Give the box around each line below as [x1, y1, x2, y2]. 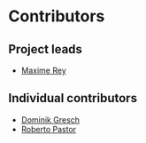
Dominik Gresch [20, 114, 81, 125]
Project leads [8, 42, 83, 57]
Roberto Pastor [20, 123, 77, 134]
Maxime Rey [20, 65, 67, 75]
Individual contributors [8, 91, 138, 106]
